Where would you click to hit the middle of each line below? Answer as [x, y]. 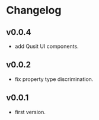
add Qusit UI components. [47, 46]
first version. [30, 112]
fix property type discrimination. [54, 79]
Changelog [34, 10]
